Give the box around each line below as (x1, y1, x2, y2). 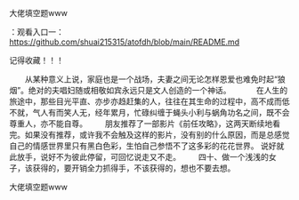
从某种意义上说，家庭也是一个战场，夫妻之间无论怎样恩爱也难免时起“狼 (24, 74, 287, 84)
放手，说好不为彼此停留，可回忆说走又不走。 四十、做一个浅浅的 (16, 152, 269, 162)
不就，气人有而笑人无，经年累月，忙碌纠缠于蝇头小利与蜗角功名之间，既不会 (9, 108, 290, 117)
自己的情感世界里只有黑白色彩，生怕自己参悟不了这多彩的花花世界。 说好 (9, 140, 277, 151)
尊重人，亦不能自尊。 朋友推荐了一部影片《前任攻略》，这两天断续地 (9, 118, 273, 129)
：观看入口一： (9, 27, 64, 37)
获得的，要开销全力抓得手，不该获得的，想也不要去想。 (32, 163, 236, 173)
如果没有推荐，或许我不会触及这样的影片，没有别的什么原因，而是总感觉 (24, 130, 290, 140)
